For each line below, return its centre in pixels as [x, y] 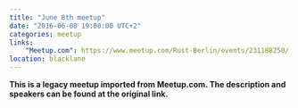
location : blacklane [48, 59]
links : [21, 42]
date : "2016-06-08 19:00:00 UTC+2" [75, 26]
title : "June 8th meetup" [57, 17]
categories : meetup [46, 34]
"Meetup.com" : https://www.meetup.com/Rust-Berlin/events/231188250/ [157, 51]
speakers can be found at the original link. [89, 94]
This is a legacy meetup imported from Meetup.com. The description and [148, 84]
